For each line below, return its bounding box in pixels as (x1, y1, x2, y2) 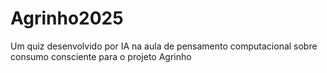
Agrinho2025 (10, 7, 124, 30)
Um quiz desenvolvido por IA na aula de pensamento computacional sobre (10, 40, 318, 52)
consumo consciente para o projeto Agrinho (10, 50, 192, 62)
